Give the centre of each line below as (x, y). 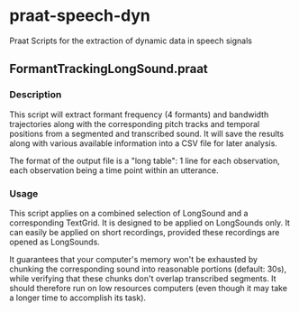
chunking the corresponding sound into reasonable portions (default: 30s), (148, 269)
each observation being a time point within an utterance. (114, 170)
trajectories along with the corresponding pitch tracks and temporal (135, 124)
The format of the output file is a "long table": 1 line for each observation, (145, 161)
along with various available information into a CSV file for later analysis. (143, 143)
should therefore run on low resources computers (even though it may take (149, 288)
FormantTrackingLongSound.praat (109, 69)
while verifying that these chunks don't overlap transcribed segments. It (143, 278)
